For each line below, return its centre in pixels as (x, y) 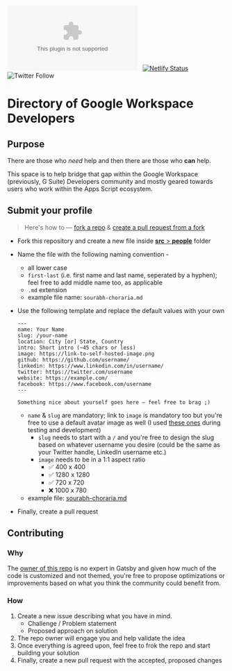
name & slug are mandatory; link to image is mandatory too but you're (125, 415)
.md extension (47, 289)
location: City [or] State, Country (70, 341)
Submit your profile (50, 211)
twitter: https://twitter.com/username (75, 372)
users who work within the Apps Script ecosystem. (80, 189)
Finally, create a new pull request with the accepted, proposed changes (119, 660)
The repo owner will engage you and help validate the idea (101, 638)
